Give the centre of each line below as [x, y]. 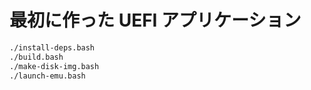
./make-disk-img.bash [54, 66]
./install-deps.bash [52, 47]
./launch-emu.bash [47, 76]
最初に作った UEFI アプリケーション [155, 20]
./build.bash [36, 57]
